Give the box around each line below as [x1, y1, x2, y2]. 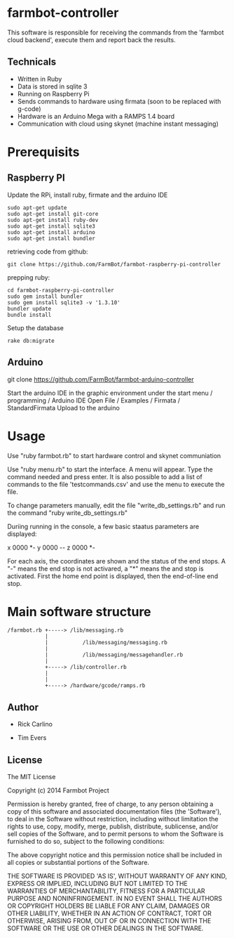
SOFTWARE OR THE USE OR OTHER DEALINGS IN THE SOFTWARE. [7, 924, 204, 932]
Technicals [7, 56, 57, 68]
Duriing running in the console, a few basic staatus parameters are [7, 522, 200, 530]
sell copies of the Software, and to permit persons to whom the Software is [7, 830, 224, 838]
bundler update [7, 305, 52, 312]
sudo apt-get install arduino [7, 228, 96, 236]
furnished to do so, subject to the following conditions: [7, 838, 165, 846]
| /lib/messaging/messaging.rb [44, 639, 168, 646]
